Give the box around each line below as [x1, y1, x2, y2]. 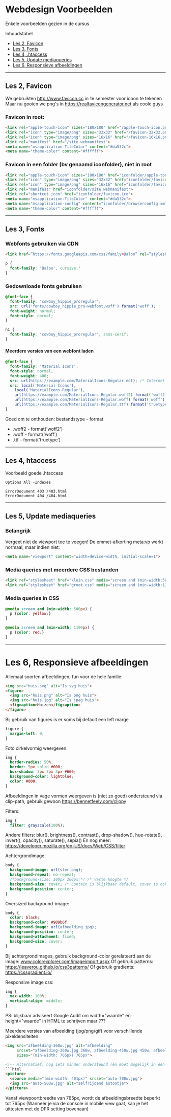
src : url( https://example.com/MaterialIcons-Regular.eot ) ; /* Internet [10, 378, 165, 383]
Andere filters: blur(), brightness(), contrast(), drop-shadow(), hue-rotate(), [5, 832, 162, 838]
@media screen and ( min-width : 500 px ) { [5, 606, 93, 612]
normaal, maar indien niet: [5, 544, 60, 550]
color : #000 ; [10, 778, 38, 784]
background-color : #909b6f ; [10, 920, 70, 925]
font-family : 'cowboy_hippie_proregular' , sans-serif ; [10, 332, 129, 337]
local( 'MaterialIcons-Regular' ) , [14, 388, 85, 393]
